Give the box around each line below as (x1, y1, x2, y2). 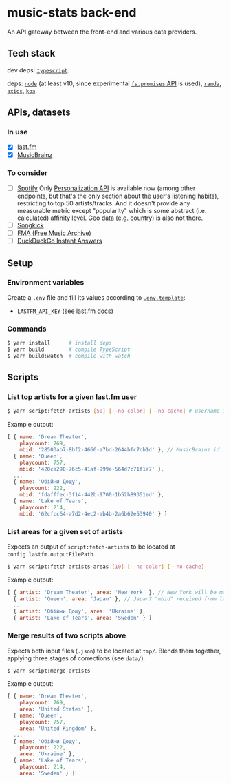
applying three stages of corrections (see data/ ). (7, 653, 146, 662)
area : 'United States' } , (19, 706, 94, 713)
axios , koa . (7, 86, 38, 94)
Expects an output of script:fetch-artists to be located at (7, 542, 175, 551)
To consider (7, 168, 48, 178)
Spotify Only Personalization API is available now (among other (16, 184, 196, 192)
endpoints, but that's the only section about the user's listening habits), (16, 192, 219, 200)
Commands (7, 324, 47, 334)
